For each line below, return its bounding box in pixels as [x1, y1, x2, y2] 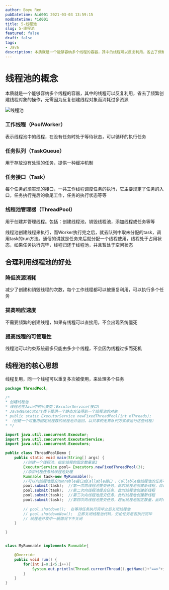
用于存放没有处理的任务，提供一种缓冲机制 [5, 160, 94, 166]
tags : [5, 40, 17, 45]
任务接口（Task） [5, 173, 49, 180]
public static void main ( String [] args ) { [14, 455, 105, 461]
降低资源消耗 [5, 274, 37, 281]
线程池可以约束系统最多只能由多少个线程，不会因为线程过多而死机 [5, 345, 142, 351]
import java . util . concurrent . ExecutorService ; [5, 436, 105, 442]
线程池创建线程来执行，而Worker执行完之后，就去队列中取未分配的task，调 [5, 229, 161, 235]
